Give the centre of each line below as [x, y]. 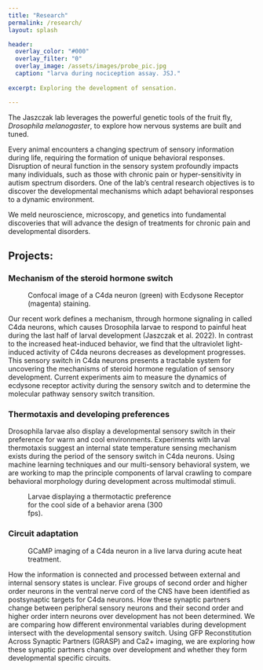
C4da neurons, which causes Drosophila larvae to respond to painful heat [128, 328]
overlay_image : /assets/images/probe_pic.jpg [91, 66]
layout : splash [33, 30]
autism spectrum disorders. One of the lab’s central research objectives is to [131, 182]
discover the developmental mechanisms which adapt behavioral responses [131, 191]
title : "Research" [38, 15]
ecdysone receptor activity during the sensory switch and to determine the [130, 386]
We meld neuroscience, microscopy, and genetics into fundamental [117, 214]
